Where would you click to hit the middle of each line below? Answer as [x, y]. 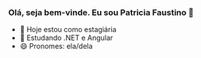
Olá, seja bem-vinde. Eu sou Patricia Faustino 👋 [101, 13]
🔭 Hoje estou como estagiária [68, 30]
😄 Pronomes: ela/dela [56, 46]
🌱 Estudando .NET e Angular [66, 38]
